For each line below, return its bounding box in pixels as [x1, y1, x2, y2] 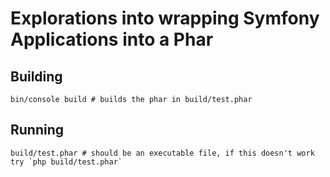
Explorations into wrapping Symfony [10, 7, 320, 30]
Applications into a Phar [10, 28, 214, 51]
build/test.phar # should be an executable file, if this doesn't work [10, 148, 315, 158]
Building [10, 68, 63, 85]
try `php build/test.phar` [10, 157, 123, 167]
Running [10, 122, 65, 139]
